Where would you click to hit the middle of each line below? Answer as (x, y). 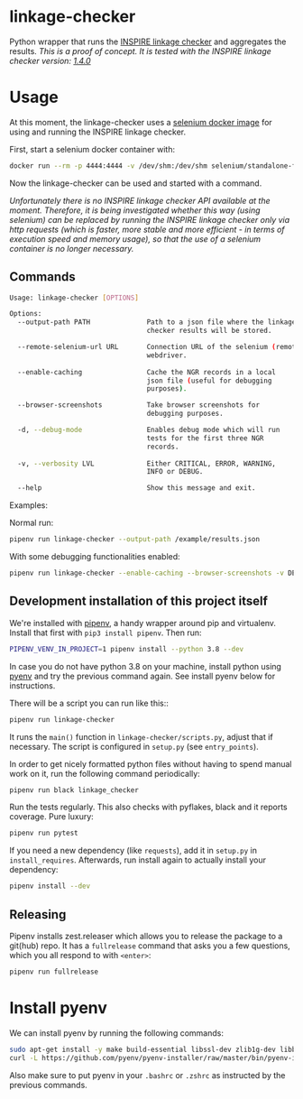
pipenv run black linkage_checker (74, 790)
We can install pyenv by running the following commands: (116, 1033)
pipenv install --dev (50, 886)
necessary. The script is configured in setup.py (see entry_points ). (134, 746)
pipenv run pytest (44, 833)
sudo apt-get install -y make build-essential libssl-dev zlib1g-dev (143, 1049)
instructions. (32, 685)
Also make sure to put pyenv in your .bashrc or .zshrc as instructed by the (147, 1075)
